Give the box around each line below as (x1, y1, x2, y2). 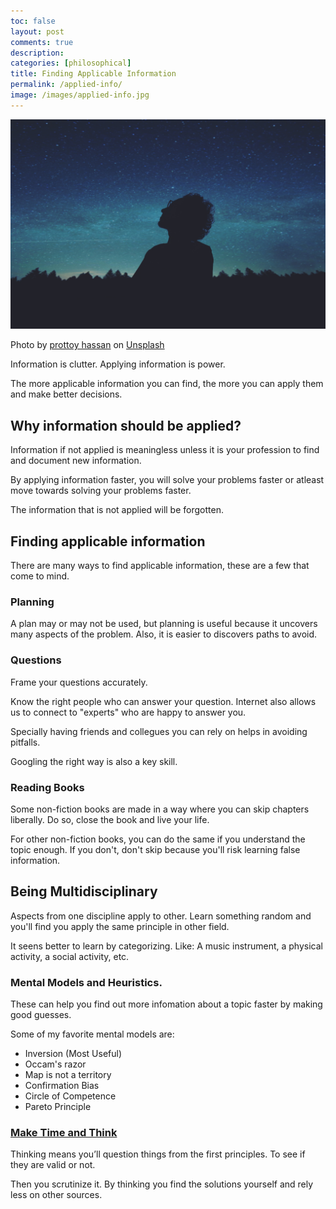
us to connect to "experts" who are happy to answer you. (10, 706, 247, 718)
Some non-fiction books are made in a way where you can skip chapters (10, 803, 310, 815)
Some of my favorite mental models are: (10, 1028, 175, 1040)
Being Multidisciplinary (10, 883, 158, 900)
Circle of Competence (24, 1090, 117, 1102)
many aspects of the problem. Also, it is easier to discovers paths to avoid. (10, 628, 318, 640)
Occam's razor (24, 1058, 87, 1070)
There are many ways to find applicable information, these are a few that (10, 560, 310, 572)
